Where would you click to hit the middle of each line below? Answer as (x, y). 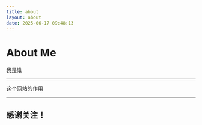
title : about (23, 12)
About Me (31, 53)
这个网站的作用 (25, 88)
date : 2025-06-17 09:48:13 (40, 23)
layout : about (24, 17)
